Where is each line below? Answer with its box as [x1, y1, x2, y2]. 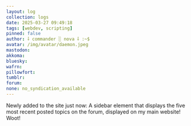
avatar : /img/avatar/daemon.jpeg [6, 42, 89, 48]
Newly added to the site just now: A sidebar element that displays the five [6, 102, 185, 109]
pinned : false [6, 31, 41, 37]
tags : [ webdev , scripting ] [6, 25, 73, 31]
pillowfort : [6, 69, 35, 75]
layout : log [6, 8, 35, 15]
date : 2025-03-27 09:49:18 [6, 20, 73, 25]
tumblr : [6, 75, 25, 80]
